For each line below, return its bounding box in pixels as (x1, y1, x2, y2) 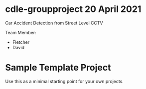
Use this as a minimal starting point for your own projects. (5, 78, 124, 84)
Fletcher (12, 39, 30, 45)
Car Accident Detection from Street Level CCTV (5, 20, 103, 26)
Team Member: (5, 29, 36, 35)
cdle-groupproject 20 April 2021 (5, 3, 142, 15)
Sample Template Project (5, 62, 111, 73)
